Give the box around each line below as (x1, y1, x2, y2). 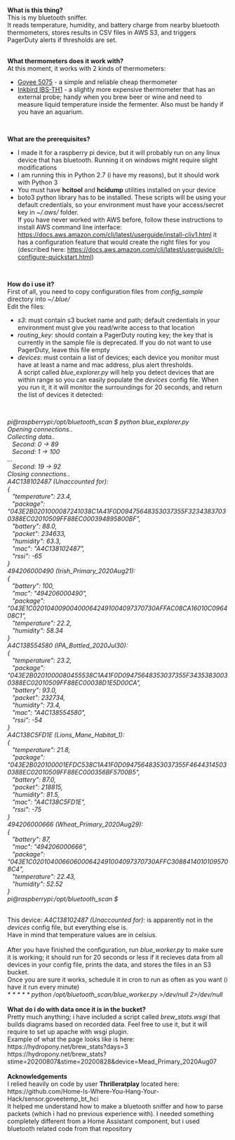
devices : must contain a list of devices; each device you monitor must (17, 354, 220, 361)
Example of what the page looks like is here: (7, 1035, 135, 1043)
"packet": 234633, (11, 530, 67, 537)
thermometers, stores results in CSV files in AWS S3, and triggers (7, 28, 196, 36)
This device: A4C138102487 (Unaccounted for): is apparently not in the (7, 916, 214, 924)
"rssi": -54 (11, 716, 43, 724)
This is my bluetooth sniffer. (7, 13, 88, 22)
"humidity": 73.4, (11, 701, 61, 709)
